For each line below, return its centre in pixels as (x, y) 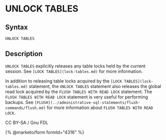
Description (24, 54)
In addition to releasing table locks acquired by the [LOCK (64, 81)
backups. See (19, 102)
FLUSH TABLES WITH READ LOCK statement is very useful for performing (77, 97)
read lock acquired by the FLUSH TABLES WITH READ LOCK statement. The (79, 91)
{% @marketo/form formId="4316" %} (45, 132)
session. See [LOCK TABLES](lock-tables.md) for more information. (74, 71)
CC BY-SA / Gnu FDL (27, 122)
